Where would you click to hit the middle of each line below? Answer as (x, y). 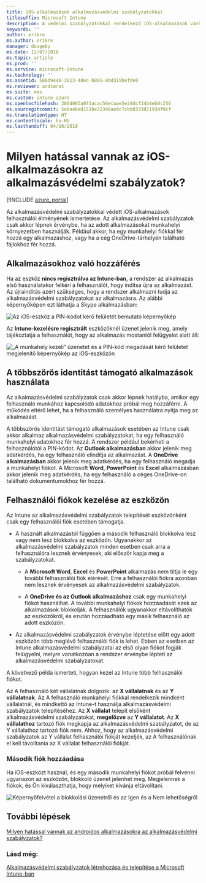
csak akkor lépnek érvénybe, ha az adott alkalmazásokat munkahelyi (93, 225)
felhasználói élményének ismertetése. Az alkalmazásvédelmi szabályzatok (100, 218)
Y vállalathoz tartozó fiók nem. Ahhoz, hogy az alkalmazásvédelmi (90, 730)
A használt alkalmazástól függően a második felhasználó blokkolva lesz (105, 533)
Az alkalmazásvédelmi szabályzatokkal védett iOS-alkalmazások (88, 212)
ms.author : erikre (30, 41)
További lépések (38, 817)
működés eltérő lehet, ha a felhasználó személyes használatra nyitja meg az (102, 410)
